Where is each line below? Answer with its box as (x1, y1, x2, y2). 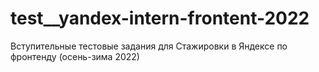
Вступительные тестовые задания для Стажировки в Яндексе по (10, 40, 288, 52)
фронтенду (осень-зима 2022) (10, 50, 140, 62)
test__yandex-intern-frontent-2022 (10, 7, 310, 30)
